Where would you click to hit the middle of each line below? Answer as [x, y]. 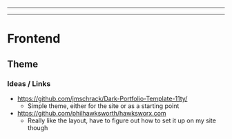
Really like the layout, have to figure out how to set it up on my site [122, 120]
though [38, 127]
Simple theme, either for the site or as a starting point [103, 106]
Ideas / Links [29, 83]
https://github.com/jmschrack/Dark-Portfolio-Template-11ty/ [102, 98]
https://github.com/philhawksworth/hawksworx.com [92, 113]
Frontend [34, 39]
